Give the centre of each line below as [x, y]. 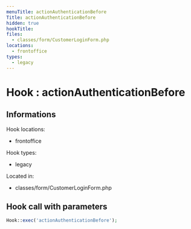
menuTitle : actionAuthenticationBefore [57, 12]
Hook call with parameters [57, 206]
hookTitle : [20, 29]
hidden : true [23, 23]
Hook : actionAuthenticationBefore [96, 92]
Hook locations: [26, 129]
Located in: [20, 176]
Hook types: [21, 152]
